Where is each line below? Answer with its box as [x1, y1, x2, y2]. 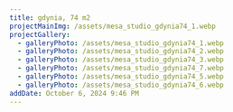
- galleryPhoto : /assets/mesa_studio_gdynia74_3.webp [17, 55, 224, 64]
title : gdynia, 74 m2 [9, 13, 91, 23]
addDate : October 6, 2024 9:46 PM [9, 89, 140, 98]
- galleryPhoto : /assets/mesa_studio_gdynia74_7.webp [17, 64, 224, 73]
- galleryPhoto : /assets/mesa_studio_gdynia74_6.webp [17, 80, 224, 89]
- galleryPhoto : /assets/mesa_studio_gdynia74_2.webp [17, 47, 224, 56]
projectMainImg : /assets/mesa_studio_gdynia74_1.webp [9, 22, 217, 31]
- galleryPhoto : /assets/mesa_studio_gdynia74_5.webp [17, 72, 224, 81]
